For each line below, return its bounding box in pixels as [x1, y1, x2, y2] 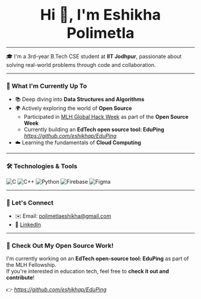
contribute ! [6, 274, 35, 281]
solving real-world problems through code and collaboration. [6, 61, 156, 68]
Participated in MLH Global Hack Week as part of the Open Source [23, 113, 189, 121]
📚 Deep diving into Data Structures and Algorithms [14, 95, 145, 103]
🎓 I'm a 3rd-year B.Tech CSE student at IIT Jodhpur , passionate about [6, 53, 182, 60]
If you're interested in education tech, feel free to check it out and [6, 268, 169, 275]
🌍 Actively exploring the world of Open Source [14, 104, 132, 112]
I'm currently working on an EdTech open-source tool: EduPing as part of [6, 255, 190, 262]
